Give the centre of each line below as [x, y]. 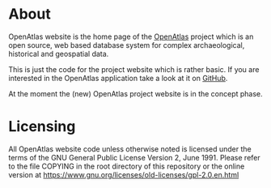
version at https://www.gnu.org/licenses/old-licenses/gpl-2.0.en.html [124, 174]
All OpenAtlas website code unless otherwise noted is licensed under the [130, 149]
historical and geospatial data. [59, 53]
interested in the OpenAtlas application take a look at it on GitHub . [118, 78]
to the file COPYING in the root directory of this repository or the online [127, 166]
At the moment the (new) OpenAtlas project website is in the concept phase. [135, 93]
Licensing [42, 127]
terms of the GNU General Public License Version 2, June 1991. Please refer [134, 157]
